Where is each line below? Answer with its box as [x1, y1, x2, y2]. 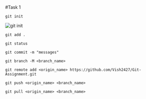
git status [5, 41, 28, 46]
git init [5, 14, 23, 19]
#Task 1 [5, 4, 21, 10]
